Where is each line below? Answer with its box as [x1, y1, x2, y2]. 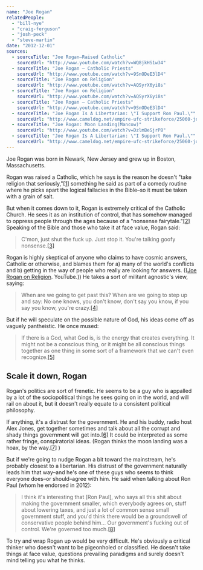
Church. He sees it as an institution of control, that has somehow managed [6, 210, 192, 218]
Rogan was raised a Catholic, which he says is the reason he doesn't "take [6, 173, 192, 181]
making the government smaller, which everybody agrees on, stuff [21, 500, 187, 507]
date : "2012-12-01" [6, 43, 56, 49]
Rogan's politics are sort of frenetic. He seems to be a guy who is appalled [6, 387, 192, 394]
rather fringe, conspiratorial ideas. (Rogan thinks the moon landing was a [6, 437, 188, 444]
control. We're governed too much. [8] [21, 525, 116, 532]
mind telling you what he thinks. [6, 556, 86, 564]
